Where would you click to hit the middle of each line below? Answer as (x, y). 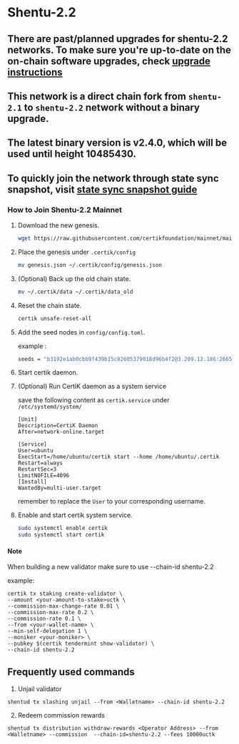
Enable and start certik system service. (75, 515)
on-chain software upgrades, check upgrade (109, 61)
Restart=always (40, 463)
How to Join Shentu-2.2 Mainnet (65, 210)
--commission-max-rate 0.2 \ (51, 613)
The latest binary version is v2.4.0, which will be (117, 143)
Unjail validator (40, 689)
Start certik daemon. (48, 372)
